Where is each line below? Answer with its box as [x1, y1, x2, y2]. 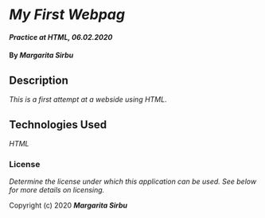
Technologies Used [9, 118, 107, 131]
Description [9, 73, 68, 87]
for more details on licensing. [9, 185, 105, 195]
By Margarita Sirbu [9, 50, 74, 60]
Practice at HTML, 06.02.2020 [9, 32, 113, 41]
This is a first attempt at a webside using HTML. [9, 95, 167, 104]
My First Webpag [9, 6, 126, 24]
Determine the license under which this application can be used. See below [9, 177, 257, 186]
